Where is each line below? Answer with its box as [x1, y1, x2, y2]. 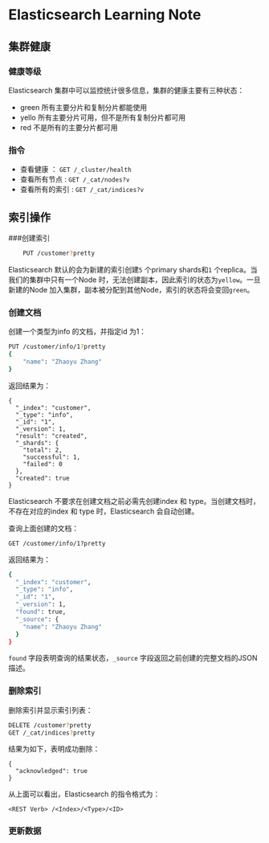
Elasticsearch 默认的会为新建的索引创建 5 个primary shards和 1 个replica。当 [8, 264, 258, 274]
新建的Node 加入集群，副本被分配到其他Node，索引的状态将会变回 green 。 [8, 284, 255, 294]
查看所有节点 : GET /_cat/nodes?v [19, 174, 130, 184]
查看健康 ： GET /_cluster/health [19, 165, 132, 174]
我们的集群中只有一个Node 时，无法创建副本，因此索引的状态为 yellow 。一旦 [8, 275, 261, 284]
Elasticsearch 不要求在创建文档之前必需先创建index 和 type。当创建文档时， [8, 496, 260, 505]
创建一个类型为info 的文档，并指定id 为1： [8, 327, 147, 337]
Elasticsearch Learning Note [8, 6, 202, 24]
